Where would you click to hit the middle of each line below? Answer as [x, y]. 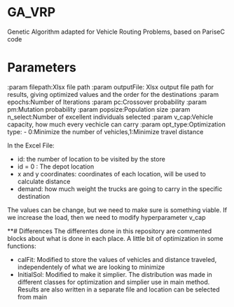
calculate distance [44, 181]
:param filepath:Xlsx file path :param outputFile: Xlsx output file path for [111, 87]
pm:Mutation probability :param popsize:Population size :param [99, 109]
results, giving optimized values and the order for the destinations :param [113, 94]
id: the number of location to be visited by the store [91, 159]
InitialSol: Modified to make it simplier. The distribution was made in [115, 274]
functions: [22, 246]
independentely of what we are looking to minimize [91, 267]
